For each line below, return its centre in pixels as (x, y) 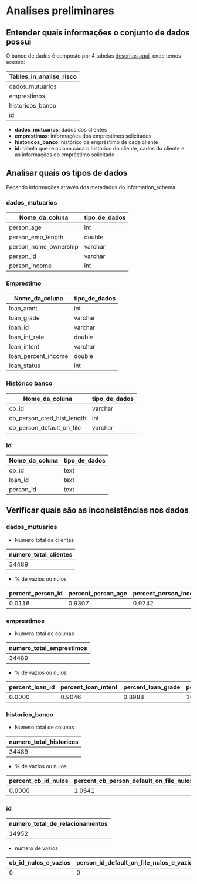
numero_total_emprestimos (48, 648)
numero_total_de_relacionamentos (59, 823)
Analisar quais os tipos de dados (67, 173)
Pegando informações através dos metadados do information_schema (91, 187)
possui (19, 41)
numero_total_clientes (41, 554)
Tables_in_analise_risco (43, 76)
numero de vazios (36, 848)
